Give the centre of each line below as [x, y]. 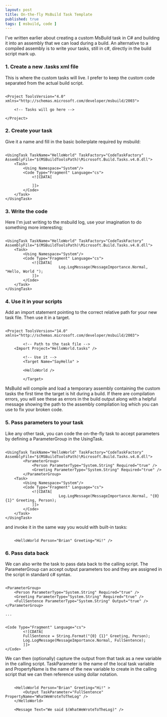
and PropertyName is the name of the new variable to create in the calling [81, 669]
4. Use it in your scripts [34, 301]
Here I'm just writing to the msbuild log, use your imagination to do [74, 222]
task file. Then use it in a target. [38, 318]
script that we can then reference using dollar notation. [62, 675]
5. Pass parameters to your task [44, 423]
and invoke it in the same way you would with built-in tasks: [66, 527]
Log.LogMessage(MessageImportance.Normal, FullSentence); [84, 641]
